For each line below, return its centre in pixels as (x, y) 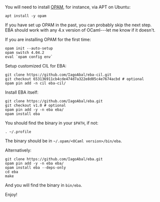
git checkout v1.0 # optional (36, 105)
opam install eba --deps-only (36, 168)
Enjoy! (11, 194)
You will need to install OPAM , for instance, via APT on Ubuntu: (68, 7)
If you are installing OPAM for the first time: (48, 39)
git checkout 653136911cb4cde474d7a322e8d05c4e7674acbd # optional (75, 79)
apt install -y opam (26, 16)
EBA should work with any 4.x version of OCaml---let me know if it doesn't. (80, 30)
